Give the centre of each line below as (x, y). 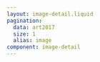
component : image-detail (44, 47)
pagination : (24, 21)
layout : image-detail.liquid (50, 14)
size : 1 (25, 34)
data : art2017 (34, 27)
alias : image (32, 41)
